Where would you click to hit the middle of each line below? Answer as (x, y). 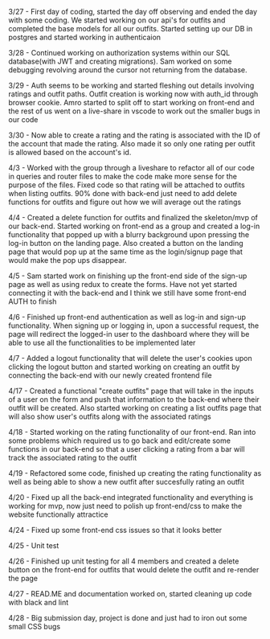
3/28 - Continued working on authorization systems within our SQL (119, 53)
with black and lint (39, 602)
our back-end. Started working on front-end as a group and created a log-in (134, 226)
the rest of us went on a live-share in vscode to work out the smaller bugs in (135, 111)
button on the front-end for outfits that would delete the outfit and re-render (134, 569)
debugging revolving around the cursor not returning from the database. (128, 70)
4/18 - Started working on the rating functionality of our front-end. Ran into (132, 432)
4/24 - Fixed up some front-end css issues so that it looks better (115, 530)
